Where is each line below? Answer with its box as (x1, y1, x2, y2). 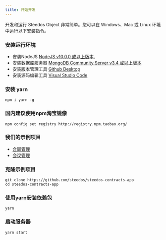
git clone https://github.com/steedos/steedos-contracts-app (5, 177, 134, 183)
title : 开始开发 (5, 7, 36, 12)
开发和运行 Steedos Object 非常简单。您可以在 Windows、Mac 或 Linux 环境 (5, 21, 161, 27)
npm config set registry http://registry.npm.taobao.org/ (5, 121, 127, 127)
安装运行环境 (5, 41, 36, 48)
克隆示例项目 (5, 166, 36, 173)
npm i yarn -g (5, 97, 35, 102)
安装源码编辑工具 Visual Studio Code (12, 72, 88, 78)
